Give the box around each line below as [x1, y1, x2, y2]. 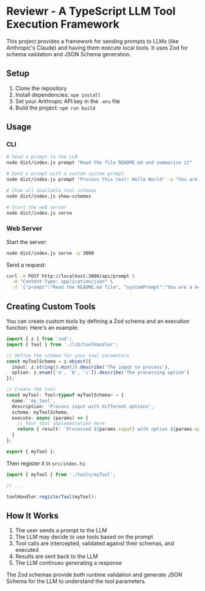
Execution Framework [6, 17, 120, 31]
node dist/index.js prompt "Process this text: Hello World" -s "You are [6, 176, 198, 183]
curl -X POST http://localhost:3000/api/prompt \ [6, 273, 135, 279]
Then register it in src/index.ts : [6, 459, 87, 467]
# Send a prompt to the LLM [6, 154, 78, 160]
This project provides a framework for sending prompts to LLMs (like [6, 37, 179, 45]
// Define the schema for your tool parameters [6, 352, 130, 359]
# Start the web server [6, 204, 67, 210]
